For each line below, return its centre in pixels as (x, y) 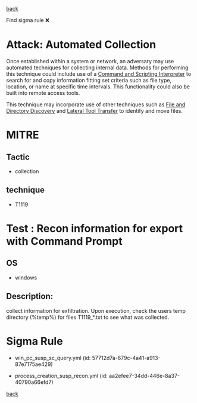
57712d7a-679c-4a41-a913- (126, 358)
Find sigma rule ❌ (28, 20)
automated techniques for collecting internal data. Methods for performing (97, 67)
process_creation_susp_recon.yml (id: (61, 376)
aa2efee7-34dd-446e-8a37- (145, 376)
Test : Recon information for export (95, 228)
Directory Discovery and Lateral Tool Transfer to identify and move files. (95, 110)
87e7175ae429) (34, 364)
